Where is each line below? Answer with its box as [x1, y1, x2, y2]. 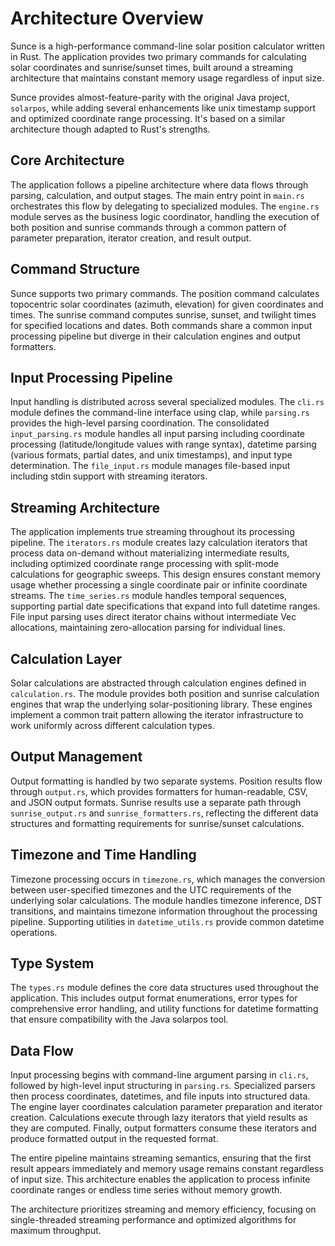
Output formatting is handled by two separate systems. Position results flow [10, 775, 323, 787]
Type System [10, 955, 95, 972]
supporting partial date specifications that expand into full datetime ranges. [10, 600, 321, 612]
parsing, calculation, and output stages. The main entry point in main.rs [10, 189, 305, 201]
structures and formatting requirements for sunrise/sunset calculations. [10, 817, 305, 829]
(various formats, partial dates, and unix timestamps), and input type [10, 449, 293, 461]
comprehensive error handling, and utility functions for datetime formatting [10, 1003, 319, 1015]
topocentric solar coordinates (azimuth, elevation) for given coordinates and [10, 298, 324, 310]
